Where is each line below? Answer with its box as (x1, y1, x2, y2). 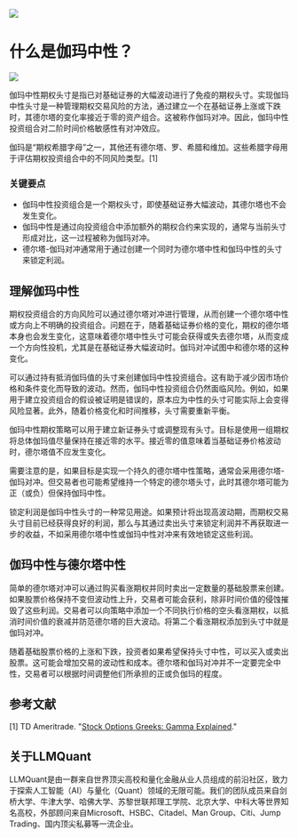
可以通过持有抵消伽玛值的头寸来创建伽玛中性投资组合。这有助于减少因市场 (9, 372, 281, 383)
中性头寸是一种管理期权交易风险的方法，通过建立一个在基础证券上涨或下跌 (9, 101, 281, 111)
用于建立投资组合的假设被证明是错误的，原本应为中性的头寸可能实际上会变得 (9, 394, 289, 405)
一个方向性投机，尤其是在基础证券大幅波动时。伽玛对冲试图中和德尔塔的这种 (9, 342, 289, 353)
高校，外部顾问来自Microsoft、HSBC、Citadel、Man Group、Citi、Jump (16, 808, 281, 818)
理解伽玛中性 (9, 283, 80, 298)
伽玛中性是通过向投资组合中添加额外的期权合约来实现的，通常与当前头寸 (21, 222, 286, 232)
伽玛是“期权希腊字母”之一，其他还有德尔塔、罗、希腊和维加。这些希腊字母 (9, 141, 281, 152)
